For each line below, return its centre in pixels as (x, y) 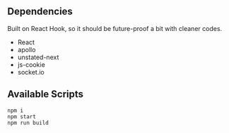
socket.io (31, 72)
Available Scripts (45, 94)
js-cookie (31, 64)
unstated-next (38, 57)
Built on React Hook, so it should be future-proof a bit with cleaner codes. (115, 28)
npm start (22, 116)
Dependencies (40, 12)
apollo (27, 49)
